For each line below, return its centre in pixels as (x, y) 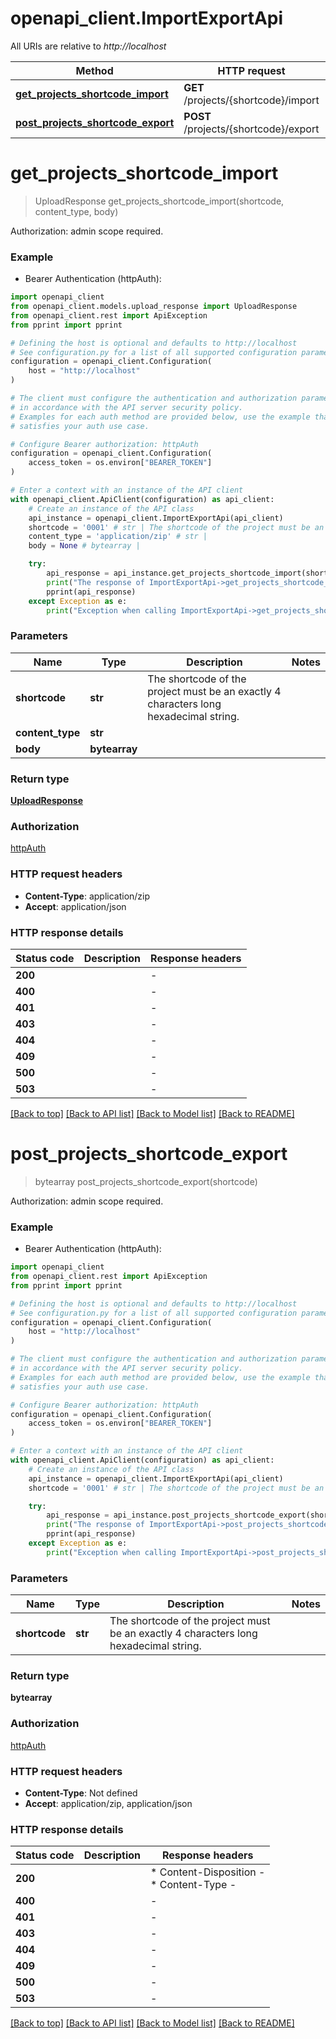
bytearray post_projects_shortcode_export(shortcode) (146, 1181)
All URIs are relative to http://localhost (88, 46)
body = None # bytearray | (84, 546)
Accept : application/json (75, 906)
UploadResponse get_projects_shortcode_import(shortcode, (159, 201)
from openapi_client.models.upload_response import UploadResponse (154, 307)
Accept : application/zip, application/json (108, 1803)
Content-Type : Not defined (81, 1793)
